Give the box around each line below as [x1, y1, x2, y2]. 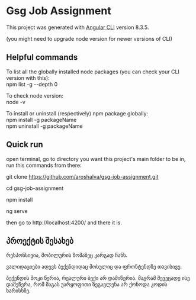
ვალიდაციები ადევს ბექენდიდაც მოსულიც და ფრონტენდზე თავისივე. [6, 263, 182, 270]
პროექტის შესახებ [6, 236, 74, 246]
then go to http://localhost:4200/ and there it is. [6, 219, 123, 226]
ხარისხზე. [6, 287, 31, 294]
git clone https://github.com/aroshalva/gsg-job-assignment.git [6, 173, 159, 180]
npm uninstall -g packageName [6, 122, 83, 130]
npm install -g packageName [6, 116, 77, 123]
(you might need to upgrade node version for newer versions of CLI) [6, 35, 173, 42]
